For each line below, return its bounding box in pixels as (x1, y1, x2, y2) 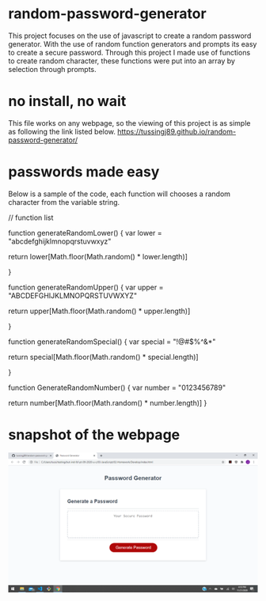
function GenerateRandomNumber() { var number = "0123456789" (8, 383, 226, 392)
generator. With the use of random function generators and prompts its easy (8, 39, 257, 48)
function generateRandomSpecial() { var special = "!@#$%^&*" (8, 337, 216, 346)
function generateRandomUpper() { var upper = (8, 282, 164, 292)
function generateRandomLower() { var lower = (8, 228, 162, 237)
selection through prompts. (8, 64, 97, 74)
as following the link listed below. (8, 127, 116, 136)
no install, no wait (8, 93, 127, 111)
